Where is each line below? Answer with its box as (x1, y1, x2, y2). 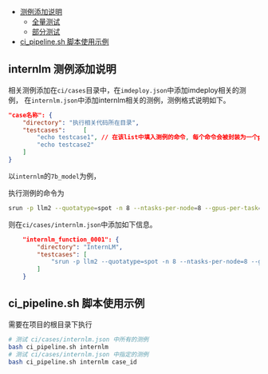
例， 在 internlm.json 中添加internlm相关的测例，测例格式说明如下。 (8, 95, 231, 105)
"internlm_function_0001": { (22, 235, 120, 244)
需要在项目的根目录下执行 (8, 319, 93, 329)
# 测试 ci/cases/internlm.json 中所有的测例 (8, 335, 149, 344)
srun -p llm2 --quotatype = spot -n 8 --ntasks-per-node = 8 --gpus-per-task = (8, 204, 262, 212)
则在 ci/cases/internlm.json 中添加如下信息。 (8, 219, 157, 229)
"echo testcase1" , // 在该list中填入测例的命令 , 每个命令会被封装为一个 (37, 133, 258, 141)
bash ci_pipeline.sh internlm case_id (8, 358, 137, 366)
